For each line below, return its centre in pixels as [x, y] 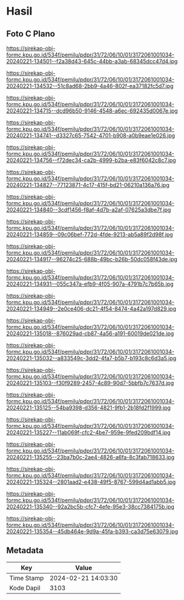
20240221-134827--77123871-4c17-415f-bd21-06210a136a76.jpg [88, 185]
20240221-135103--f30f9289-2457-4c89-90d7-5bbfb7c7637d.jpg [90, 383]
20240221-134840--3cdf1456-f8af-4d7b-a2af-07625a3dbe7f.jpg [89, 210]
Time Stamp [27, 578]
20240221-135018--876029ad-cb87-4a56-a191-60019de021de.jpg [90, 334]
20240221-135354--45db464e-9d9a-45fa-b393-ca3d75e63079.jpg [92, 531]
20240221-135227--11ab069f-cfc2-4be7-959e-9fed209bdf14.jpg [89, 432]
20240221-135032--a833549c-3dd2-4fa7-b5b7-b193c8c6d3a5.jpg [91, 358]
